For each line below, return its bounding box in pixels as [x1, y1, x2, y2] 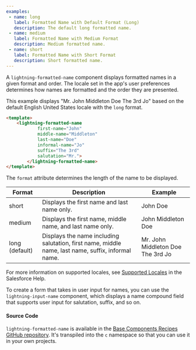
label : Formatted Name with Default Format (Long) [13, 19, 140, 25]
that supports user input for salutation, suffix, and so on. [6, 299, 141, 306]
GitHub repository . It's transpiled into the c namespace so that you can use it [6, 331, 190, 338]
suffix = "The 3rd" [37, 147, 80, 153]
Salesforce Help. [6, 275, 46, 282]
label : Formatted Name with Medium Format [13, 36, 118, 42]
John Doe [141, 202, 168, 210]
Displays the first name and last [41, 198, 128, 207]
